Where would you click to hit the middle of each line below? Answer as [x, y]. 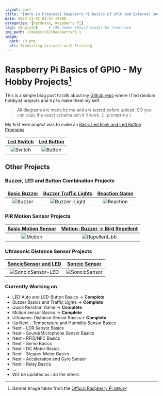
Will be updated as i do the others [46, 375]
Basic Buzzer [23, 193]
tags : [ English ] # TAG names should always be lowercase [68, 28]
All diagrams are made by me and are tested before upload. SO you [84, 110]
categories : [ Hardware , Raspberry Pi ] [44, 23]
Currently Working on [31, 287]
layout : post [18, 9]
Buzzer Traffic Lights [68, 193]
